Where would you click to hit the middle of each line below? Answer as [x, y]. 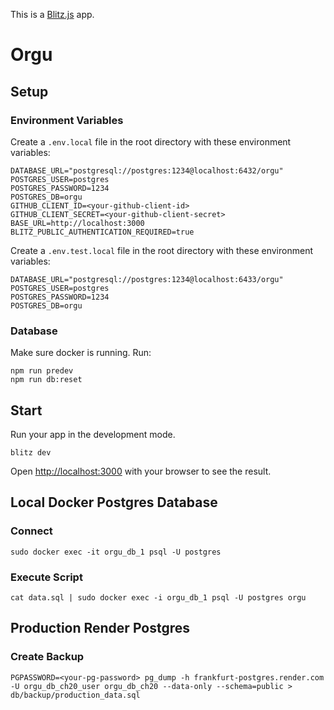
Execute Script [46, 577]
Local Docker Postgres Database [114, 502]
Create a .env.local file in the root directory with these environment [151, 141]
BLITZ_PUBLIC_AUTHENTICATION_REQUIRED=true [102, 232]
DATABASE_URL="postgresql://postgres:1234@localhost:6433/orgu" [147, 279]
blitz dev [31, 452]
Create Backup [47, 657]
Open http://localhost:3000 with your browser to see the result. [141, 471]
